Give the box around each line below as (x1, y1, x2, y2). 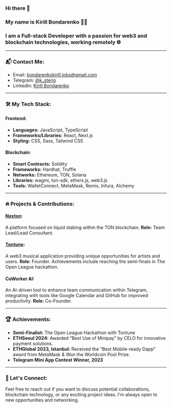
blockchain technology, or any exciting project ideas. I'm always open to (5, 391, 158, 397)
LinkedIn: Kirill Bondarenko (12, 83, 70, 89)
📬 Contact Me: (5, 59, 45, 66)
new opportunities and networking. (5, 397, 79, 403)
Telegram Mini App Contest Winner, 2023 (12, 357, 103, 363)
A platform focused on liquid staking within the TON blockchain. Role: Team (5, 224, 165, 230)
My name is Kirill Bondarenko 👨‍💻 (5, 18, 88, 25)
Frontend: (5, 115, 27, 121)
